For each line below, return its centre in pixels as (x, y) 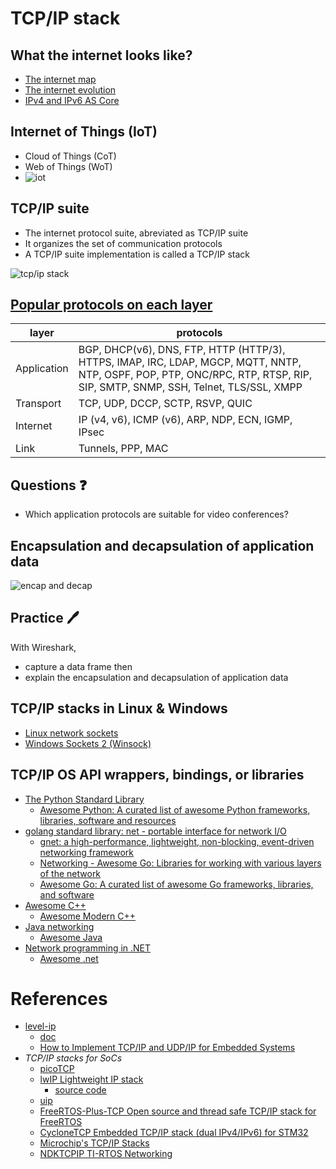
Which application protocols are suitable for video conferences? (156, 514)
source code (80, 1090)
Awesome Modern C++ (88, 916)
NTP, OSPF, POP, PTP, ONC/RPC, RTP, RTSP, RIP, (195, 375)
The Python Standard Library (84, 799)
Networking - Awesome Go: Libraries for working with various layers (180, 863)
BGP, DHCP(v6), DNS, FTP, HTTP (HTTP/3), (182, 350)
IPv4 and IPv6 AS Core (72, 100)
